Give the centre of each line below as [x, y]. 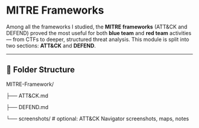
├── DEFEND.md [27, 107]
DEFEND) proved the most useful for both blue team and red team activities [99, 33]
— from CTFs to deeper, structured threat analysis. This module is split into [98, 39]
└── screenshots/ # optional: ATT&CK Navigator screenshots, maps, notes [98, 119]
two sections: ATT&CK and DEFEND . [51, 46]
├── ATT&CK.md [27, 95]
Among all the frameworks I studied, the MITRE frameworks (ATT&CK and [97, 27]
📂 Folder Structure [41, 70]
